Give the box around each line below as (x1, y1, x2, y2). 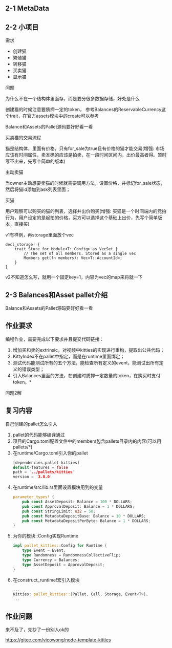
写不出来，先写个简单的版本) (5, 158, 66, 164)
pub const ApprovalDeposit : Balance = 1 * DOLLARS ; (22, 504, 135, 509)
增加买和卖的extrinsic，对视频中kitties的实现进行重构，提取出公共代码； (12, 347, 165, 353)
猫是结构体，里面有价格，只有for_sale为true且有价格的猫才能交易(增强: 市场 (5, 145, 165, 152)
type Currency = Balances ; (22, 557, 80, 563)
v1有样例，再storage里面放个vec (5, 232, 74, 238)
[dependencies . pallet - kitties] (12, 460, 80, 465)
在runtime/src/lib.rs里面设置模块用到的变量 (12, 484, 103, 490)
